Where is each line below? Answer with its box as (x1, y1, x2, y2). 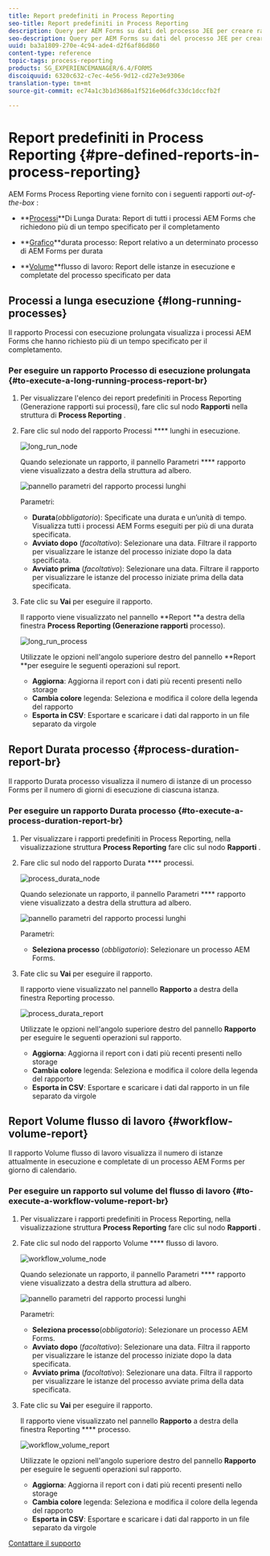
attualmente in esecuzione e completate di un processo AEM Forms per (8, 1157, 245, 1167)
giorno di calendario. (8, 1165, 77, 1175)
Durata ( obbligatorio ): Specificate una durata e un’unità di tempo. (31, 512, 247, 522)
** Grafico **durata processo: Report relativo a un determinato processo (19, 238, 259, 247)
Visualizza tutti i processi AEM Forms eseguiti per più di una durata (31, 521, 254, 531)
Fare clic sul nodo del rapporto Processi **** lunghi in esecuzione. (19, 426, 241, 436)
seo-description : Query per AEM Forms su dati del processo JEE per (8, 34, 243, 43)
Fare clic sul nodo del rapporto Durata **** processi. (19, 857, 194, 867)
